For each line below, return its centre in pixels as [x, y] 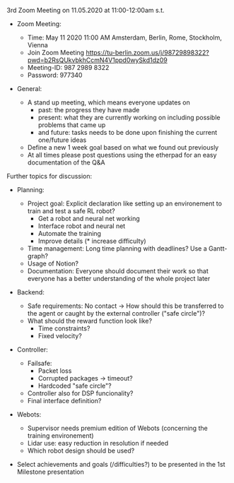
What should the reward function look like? [90, 321]
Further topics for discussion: [49, 176]
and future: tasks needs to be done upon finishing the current [128, 132]
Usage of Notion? [53, 263]
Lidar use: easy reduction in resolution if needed [98, 443]
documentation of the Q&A [66, 162]
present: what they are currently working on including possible [129, 117]
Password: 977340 [55, 75]
